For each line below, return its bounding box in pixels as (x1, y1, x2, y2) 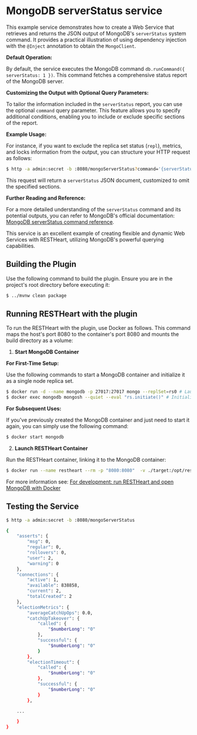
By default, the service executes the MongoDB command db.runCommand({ (6, 65, 185, 72)
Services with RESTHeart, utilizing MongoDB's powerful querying (6, 236, 164, 243)
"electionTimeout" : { (27, 659, 80, 665)
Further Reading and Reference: (6, 194, 86, 201)
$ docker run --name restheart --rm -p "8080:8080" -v (6, 467, 145, 474)
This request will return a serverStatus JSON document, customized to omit (6, 177, 189, 184)
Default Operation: (6, 54, 53, 61)
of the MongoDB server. (6, 78, 64, 85)
